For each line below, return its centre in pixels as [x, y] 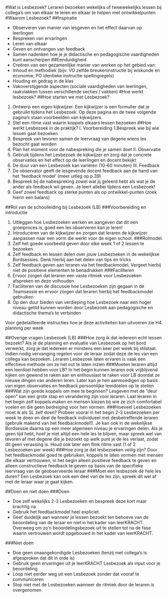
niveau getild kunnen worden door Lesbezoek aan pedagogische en [83, 308]
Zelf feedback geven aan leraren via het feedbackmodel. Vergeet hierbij [87, 265]
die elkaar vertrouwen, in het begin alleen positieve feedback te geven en [81, 460]
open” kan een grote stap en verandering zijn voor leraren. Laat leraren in [81, 396]
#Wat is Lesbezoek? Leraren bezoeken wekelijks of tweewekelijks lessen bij [83, 7]
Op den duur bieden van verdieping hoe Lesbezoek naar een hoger [82, 302]
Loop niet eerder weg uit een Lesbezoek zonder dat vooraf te [76, 574]
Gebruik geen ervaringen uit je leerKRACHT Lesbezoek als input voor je [86, 563]
